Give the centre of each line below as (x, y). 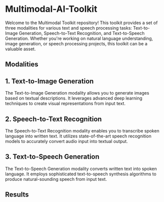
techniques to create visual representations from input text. (65, 103)
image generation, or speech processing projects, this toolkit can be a (76, 43)
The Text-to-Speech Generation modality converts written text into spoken (81, 168)
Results (17, 195)
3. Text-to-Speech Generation (52, 157)
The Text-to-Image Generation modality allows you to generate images (77, 93)
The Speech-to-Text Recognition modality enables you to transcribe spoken (82, 131)
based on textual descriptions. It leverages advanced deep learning (74, 98)
